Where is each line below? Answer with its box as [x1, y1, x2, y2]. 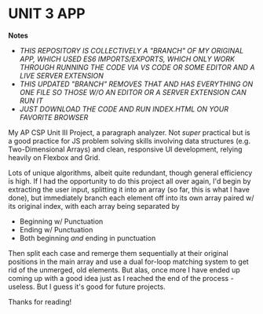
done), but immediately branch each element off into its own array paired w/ [8, 193, 254, 203]
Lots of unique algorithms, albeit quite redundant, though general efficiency [8, 168, 253, 177]
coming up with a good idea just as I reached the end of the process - [8, 273, 234, 283]
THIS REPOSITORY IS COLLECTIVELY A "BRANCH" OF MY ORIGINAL [19, 46, 244, 55]
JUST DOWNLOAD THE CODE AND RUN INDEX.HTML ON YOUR [19, 104, 229, 114]
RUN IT [19, 96, 43, 105]
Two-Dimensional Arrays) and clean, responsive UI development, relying [8, 144, 243, 154]
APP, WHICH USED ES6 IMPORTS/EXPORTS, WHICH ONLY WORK [19, 54, 236, 64]
